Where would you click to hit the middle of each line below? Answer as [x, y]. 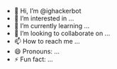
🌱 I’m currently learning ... [52, 26]
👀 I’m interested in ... [44, 18]
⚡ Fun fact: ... [33, 59]
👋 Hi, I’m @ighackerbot [48, 11]
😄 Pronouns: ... [37, 51]
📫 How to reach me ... [47, 41]
